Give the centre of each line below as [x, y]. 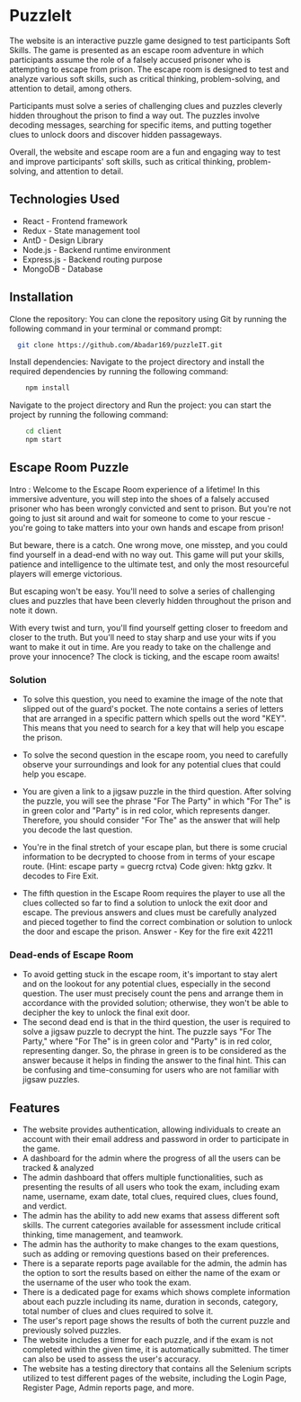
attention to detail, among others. [71, 88]
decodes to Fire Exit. [60, 876]
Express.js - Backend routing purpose [93, 259]
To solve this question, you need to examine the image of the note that [153, 699]
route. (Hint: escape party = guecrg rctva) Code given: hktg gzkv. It [147, 867]
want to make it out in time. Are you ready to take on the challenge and [140, 647]
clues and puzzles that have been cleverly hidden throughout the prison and [150, 600]
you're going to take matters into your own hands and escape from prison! [147, 527]
